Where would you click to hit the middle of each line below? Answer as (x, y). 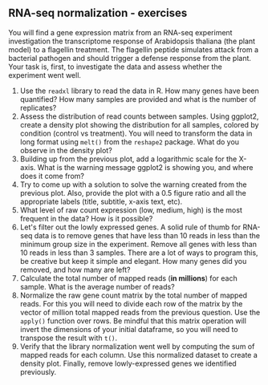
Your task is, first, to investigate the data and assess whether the (115, 67)
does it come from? (52, 176)
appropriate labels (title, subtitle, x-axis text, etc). (101, 201)
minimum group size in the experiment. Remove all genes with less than (138, 244)
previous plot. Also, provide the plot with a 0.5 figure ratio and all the (133, 192)
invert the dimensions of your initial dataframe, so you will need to (129, 329)
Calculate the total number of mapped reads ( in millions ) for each (129, 278)
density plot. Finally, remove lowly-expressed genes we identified (128, 363)
